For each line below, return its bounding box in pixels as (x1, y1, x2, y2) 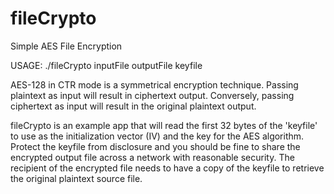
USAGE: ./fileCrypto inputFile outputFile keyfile (10, 59, 203, 71)
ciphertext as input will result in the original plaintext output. (10, 100, 257, 112)
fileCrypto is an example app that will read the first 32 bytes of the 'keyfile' (10, 119, 318, 131)
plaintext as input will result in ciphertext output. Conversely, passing (10, 89, 295, 101)
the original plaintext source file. (10, 172, 143, 184)
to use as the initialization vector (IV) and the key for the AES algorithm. (10, 130, 305, 142)
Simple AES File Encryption (10, 40, 123, 52)
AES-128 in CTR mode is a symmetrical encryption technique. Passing (10, 78, 299, 91)
